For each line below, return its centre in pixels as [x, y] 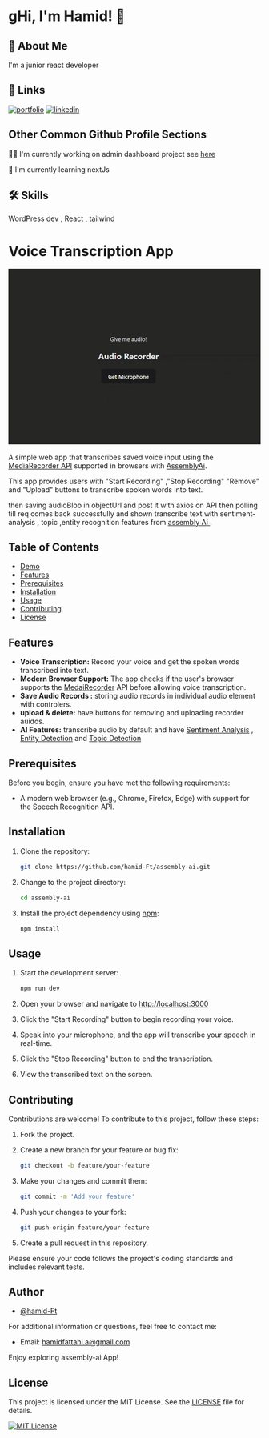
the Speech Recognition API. [67, 807]
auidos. [32, 721]
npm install [40, 929]
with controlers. [46, 704]
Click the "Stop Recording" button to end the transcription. [116, 1059]
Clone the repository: [55, 851]
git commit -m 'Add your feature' [77, 1196]
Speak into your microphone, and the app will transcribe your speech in [138, 1035]
